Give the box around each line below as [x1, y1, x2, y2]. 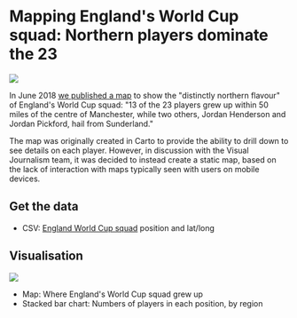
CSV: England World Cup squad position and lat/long [21, 222, 215, 233]
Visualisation [9, 249, 84, 264]
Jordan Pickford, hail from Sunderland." [9, 118, 153, 129]
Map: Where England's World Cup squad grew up [21, 289, 204, 299]
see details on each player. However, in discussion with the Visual [9, 145, 250, 155]
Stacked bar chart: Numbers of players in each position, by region [21, 298, 263, 308]
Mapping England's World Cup [9, 6, 239, 27]
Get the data [9, 199, 79, 214]
